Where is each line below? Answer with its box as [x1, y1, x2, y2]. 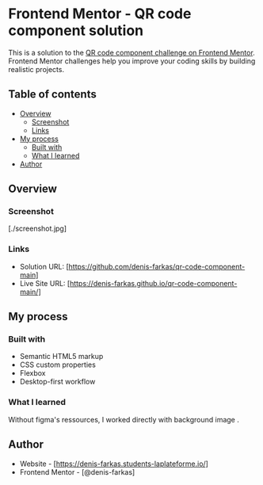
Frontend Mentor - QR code [8, 5, 192, 23]
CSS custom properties [19, 360, 97, 369]
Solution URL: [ [19, 262, 69, 271]
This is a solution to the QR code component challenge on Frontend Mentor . [8, 48, 255, 57]
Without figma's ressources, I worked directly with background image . [8, 414, 239, 424]
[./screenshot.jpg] [8, 223, 67, 234]
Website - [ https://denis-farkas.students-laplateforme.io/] [19, 459, 208, 468]
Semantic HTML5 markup [19, 352, 104, 361]
